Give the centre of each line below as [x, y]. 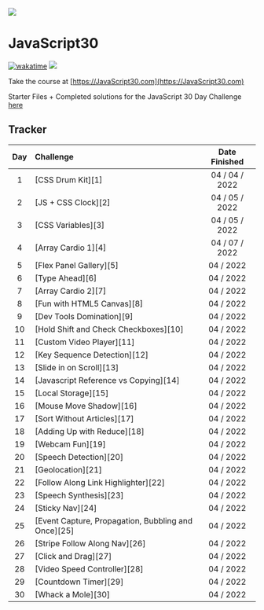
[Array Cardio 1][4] [71, 248]
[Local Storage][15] [72, 393]
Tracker [27, 130]
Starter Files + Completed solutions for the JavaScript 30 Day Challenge [125, 96]
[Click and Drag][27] [73, 556]
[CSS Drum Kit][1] [69, 179]
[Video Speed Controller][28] [89, 568]
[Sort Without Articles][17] [84, 418]
